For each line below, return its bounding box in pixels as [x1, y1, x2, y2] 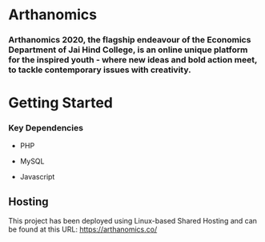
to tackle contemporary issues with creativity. [8, 64, 191, 75]
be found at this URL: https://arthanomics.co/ [8, 224, 158, 234]
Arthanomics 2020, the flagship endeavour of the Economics [8, 34, 251, 46]
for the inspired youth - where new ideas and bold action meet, [8, 54, 258, 66]
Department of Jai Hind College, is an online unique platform [8, 44, 248, 55]
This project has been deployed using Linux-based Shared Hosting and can [8, 216, 258, 226]
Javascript [19, 171, 55, 181]
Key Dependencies [8, 123, 84, 134]
